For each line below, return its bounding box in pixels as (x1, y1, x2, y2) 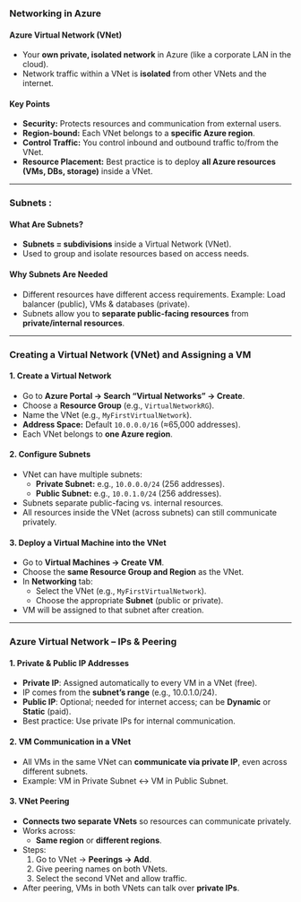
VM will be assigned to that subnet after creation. (21, 604, 204, 616)
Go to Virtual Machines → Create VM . (21, 557, 164, 568)
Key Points (9, 98, 51, 109)
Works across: (21, 825, 76, 836)
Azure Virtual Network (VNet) (9, 30, 123, 40)
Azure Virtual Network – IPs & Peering (9, 636, 177, 648)
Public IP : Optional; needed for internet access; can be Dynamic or (21, 697, 271, 707)
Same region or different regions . (35, 835, 163, 846)
